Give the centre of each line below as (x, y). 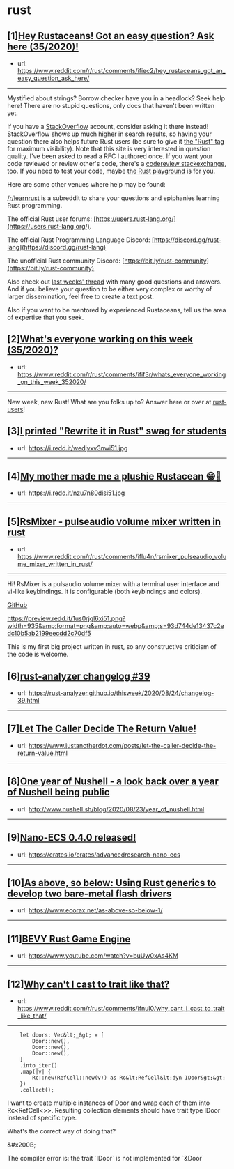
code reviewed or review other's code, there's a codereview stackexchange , (117, 163)
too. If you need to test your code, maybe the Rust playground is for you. (111, 171)
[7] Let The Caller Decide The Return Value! (102, 729)
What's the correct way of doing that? (62, 1131)
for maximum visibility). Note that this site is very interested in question (109, 149)
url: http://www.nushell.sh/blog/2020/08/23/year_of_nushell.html (111, 809)
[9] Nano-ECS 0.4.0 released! (72, 838)
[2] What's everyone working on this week (100, 339)
